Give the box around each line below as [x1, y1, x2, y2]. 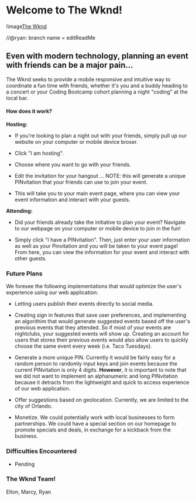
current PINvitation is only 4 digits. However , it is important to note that [14, 367, 187, 374]
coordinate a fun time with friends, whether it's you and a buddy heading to [6, 82, 188, 89]
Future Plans [6, 269, 43, 278]
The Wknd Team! [6, 475, 56, 483]
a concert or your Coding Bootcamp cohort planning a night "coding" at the [6, 88, 188, 95]
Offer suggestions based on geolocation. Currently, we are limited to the [14, 396, 189, 403]
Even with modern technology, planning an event [6, 51, 188, 61]
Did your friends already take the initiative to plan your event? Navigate [14, 219, 186, 226]
